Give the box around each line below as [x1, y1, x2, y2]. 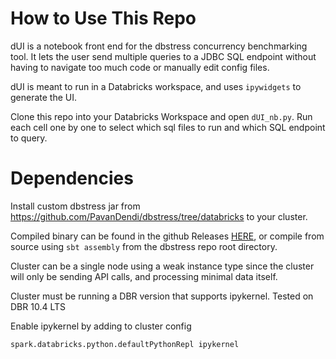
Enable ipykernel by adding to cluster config [10, 320, 192, 332]
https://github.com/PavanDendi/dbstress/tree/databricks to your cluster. [10, 210, 308, 222]
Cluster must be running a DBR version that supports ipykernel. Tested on [10, 290, 314, 302]
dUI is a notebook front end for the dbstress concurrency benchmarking [10, 40, 308, 52]
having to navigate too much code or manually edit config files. [10, 61, 270, 73]
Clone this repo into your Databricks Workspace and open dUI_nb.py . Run [10, 110, 313, 122]
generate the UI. [10, 91, 78, 103]
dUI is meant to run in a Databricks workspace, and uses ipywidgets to [10, 80, 302, 92]
